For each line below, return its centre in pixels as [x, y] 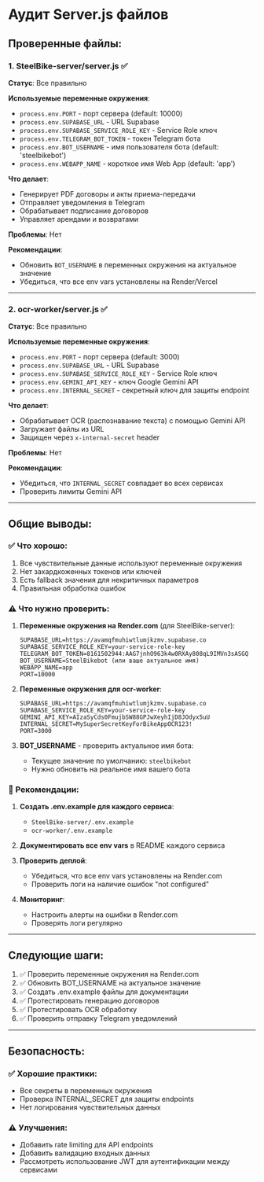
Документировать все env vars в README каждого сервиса [122, 845]
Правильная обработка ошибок [73, 588]
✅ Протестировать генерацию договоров [89, 1001]
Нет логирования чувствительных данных [90, 1107]
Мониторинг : [42, 900]
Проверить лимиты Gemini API [71, 492]
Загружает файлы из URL [62, 429]
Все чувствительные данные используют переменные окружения [131, 563]
